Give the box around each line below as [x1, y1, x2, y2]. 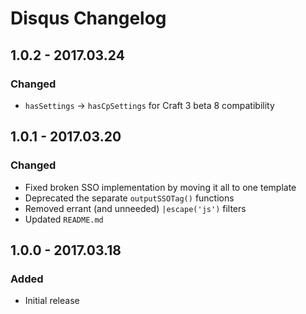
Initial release [24, 295, 80, 307]
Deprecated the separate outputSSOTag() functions [24, 192, 235, 204]
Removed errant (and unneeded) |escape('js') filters [24, 202, 247, 214]
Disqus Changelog [10, 7, 167, 30]
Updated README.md [24, 213, 104, 225]
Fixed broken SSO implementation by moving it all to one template [24, 181, 297, 193]
